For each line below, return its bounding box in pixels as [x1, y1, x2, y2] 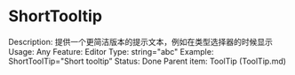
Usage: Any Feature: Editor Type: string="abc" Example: [8, 46, 214, 56]
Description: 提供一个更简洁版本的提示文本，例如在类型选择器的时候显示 [8, 36, 273, 47]
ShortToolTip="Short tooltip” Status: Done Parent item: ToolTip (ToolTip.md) [8, 56, 286, 66]
